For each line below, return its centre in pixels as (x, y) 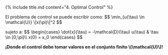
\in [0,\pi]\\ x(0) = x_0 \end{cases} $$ (44, 37)
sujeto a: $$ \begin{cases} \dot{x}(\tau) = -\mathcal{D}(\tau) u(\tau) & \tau (82, 32)
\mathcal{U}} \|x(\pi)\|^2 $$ (34, 22)
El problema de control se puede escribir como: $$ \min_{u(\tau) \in (75, 17)
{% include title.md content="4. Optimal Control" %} (59, 7)
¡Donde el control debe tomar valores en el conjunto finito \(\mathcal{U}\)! (84, 47)
